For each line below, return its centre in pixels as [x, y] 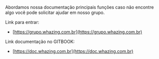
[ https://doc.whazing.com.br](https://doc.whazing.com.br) [73, 51]
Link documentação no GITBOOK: [40, 41]
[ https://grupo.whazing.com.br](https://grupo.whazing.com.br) [77, 32]
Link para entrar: [22, 22]
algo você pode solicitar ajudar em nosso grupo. [55, 12]
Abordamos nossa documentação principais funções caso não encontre [79, 7]
